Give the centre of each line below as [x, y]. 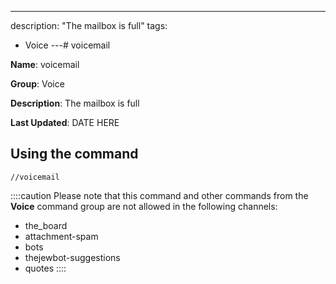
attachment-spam [61, 236]
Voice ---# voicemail [67, 45]
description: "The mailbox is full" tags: [89, 25]
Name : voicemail [45, 64]
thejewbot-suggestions [72, 257]
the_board [46, 225]
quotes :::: [45, 268]
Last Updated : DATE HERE [65, 122]
